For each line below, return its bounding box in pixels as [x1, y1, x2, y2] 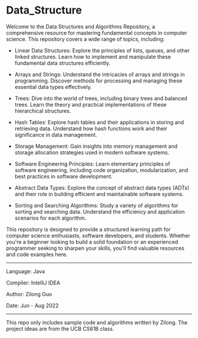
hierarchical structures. [14, 107, 71, 114]
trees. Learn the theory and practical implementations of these [14, 101, 167, 108]
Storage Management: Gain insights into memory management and [14, 143, 178, 150]
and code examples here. [6, 251, 68, 258]
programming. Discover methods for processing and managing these [14, 77, 183, 84]
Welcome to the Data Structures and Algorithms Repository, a [6, 23, 156, 30]
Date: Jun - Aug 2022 [6, 301, 59, 309]
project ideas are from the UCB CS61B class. [6, 325, 114, 332]
